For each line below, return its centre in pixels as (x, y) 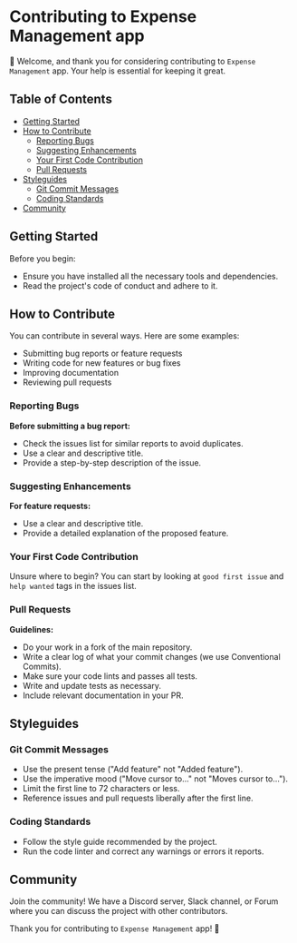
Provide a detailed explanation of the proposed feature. (125, 533)
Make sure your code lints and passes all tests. (110, 676)
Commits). (42, 666)
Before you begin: (43, 258)
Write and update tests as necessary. (91, 685)
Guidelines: (32, 629)
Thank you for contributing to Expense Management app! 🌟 (115, 928)
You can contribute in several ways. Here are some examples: (125, 336)
